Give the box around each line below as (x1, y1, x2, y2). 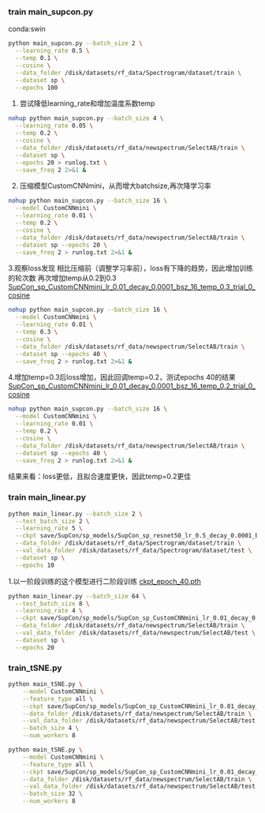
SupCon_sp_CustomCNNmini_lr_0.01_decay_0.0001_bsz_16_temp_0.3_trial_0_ (8, 283, 256, 292)
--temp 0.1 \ (15, 54, 58, 62)
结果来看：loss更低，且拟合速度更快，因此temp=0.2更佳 (8, 472, 192, 481)
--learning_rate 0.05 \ (15, 122, 93, 130)
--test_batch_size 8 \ (15, 599, 90, 608)
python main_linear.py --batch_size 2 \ (8, 510, 144, 518)
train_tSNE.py (8, 662, 62, 673)
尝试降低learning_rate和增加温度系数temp (19, 99, 155, 108)
